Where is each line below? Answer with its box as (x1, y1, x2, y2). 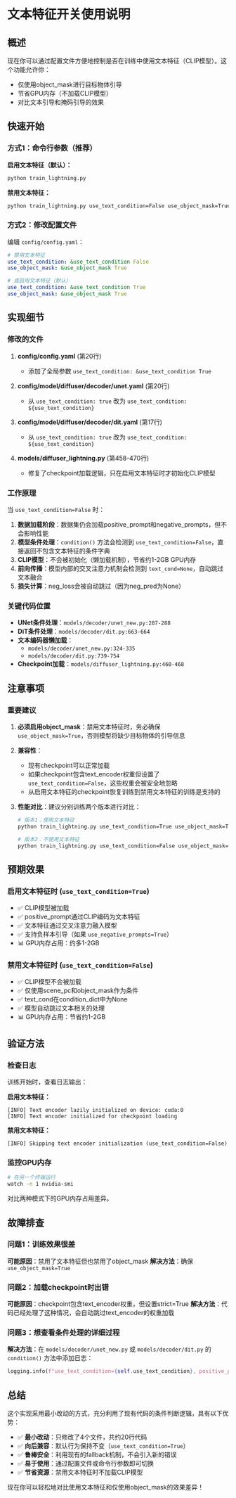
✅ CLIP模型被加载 (17, 904, 70, 912)
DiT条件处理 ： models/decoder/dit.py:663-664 (17, 627, 150, 636)
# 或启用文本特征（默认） (7, 277, 72, 285)
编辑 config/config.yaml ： (7, 237, 84, 246)
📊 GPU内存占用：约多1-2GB (17, 939, 100, 947)
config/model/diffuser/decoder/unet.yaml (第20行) (17, 381, 170, 390)
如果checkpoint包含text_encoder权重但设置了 (27, 769, 160, 778)
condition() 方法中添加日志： (7, 1354, 93, 1362)
